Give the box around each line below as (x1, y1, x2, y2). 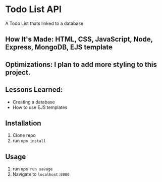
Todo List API (5, 4, 62, 15)
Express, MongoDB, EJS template (5, 43, 113, 52)
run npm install (12, 138, 46, 144)
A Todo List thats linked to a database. (5, 20, 85, 26)
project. (5, 68, 31, 77)
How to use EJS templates (12, 104, 68, 110)
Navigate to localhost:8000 (12, 171, 70, 177)
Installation (5, 119, 41, 127)
